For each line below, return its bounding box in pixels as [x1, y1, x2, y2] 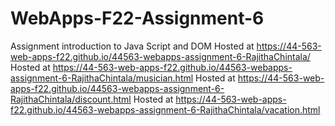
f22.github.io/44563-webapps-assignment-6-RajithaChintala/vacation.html [10, 103, 321, 116]
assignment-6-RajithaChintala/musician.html [10, 72, 194, 84]
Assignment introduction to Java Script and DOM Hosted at [10, 40, 255, 52]
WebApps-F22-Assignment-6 [10, 7, 265, 30]
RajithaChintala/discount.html [10, 93, 132, 105]
